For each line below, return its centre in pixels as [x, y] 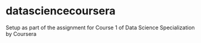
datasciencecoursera [61, 11]
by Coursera [21, 33]
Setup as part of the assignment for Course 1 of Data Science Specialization [100, 27]
